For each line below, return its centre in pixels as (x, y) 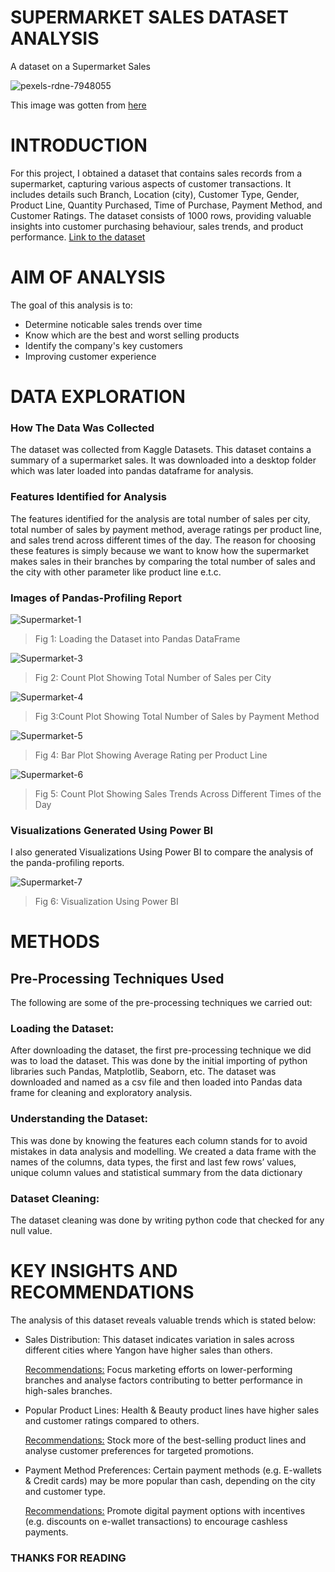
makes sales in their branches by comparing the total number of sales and (163, 561)
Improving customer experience (90, 356)
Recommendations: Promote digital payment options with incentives (165, 1511)
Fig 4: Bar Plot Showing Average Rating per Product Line (151, 755)
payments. (46, 1532)
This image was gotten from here (78, 105)
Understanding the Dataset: (79, 1119)
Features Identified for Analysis (88, 497)
